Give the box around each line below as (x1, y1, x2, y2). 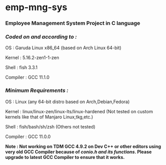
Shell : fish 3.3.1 (5, 64, 38, 71)
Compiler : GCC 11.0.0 (5, 134, 51, 140)
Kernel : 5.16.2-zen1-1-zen (5, 55, 59, 61)
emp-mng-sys (5, 2, 68, 13)
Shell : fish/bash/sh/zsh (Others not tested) (5, 123, 95, 129)
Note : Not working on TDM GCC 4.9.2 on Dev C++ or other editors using (5, 143, 161, 149)
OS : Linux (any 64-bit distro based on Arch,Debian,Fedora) (5, 98, 130, 105)
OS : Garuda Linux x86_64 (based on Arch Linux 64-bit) (5, 45, 122, 51)
